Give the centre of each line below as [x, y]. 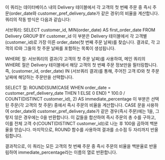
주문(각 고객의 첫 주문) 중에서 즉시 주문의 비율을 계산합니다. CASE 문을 [78, 105]
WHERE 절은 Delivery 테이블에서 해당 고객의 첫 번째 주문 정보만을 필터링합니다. [82, 65]
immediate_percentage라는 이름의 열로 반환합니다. [67, 152]
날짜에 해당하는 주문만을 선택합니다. [39, 77]
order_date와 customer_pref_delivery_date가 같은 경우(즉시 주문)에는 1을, [82, 111]
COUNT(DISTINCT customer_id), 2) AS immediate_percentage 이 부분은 [78, 99]
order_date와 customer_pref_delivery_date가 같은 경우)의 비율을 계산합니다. [85, 13]
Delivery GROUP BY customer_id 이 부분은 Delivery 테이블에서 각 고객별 [76, 36]
